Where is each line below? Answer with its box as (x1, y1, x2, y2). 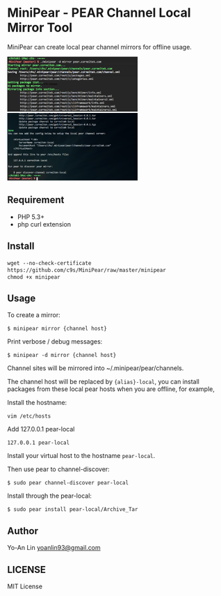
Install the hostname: (7, 399, 67, 407)
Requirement (7, 194, 65, 206)
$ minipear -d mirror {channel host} (7, 352, 117, 359)
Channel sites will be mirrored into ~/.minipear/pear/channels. (7, 364, 184, 372)
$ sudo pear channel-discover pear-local (7, 480, 129, 487)
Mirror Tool (7, 20, 73, 36)
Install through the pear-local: (7, 491, 92, 500)
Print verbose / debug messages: (7, 337, 103, 346)
